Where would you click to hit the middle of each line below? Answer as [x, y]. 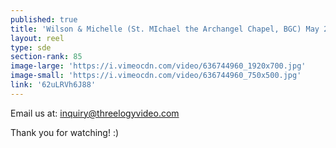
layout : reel [37, 38]
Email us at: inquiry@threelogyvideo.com [95, 113]
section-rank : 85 [46, 57]
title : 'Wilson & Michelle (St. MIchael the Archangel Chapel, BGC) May [165, 29]
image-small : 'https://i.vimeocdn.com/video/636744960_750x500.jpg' [156, 76]
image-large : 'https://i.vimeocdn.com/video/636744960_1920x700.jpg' [158, 66]
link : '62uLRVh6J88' [53, 85]
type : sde [31, 47]
